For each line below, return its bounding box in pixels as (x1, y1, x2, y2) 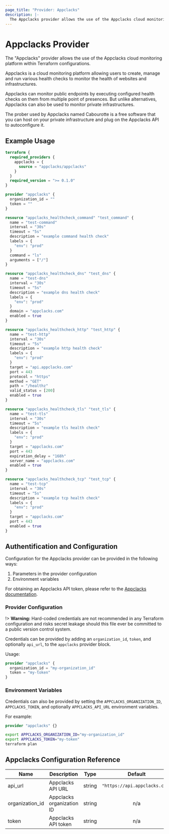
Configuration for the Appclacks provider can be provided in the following (5, 555, 158, 562)
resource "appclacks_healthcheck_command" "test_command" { (5, 215, 134, 220)
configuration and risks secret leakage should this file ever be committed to (5, 621, 162, 627)
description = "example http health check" (10, 346, 102, 351)
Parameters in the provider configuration (12, 571, 97, 577)
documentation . (5, 591, 38, 597)
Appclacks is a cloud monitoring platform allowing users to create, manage (5, 70, 160, 76)
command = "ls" (10, 253, 42, 258)
